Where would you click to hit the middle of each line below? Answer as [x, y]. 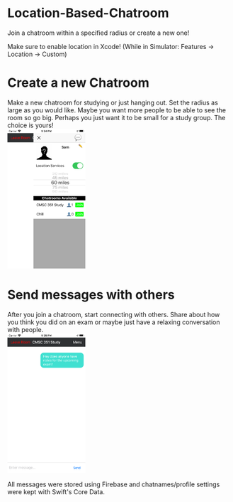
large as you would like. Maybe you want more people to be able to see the [117, 110]
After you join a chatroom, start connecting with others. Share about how [114, 314]
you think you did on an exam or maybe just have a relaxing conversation [114, 322]
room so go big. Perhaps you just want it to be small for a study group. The [116, 117]
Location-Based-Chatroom [88, 13]
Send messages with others [91, 295]
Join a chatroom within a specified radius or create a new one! [98, 33]
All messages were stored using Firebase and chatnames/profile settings [114, 484]
